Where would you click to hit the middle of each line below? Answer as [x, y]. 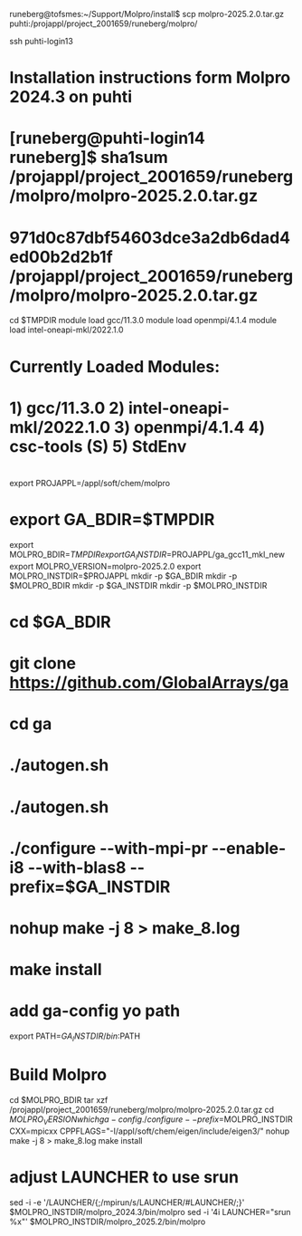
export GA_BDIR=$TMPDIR [112, 520]
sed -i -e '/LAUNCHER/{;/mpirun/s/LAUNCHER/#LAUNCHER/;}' [127, 1202]
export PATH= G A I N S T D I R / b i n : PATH [75, 1037]
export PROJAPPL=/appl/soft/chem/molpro [90, 483]
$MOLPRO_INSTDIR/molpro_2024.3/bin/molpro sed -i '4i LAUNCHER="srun [150, 1212]
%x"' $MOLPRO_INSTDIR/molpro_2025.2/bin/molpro [108, 1222]
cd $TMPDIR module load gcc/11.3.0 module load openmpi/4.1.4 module [143, 321]
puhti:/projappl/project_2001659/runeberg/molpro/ [104, 24]
